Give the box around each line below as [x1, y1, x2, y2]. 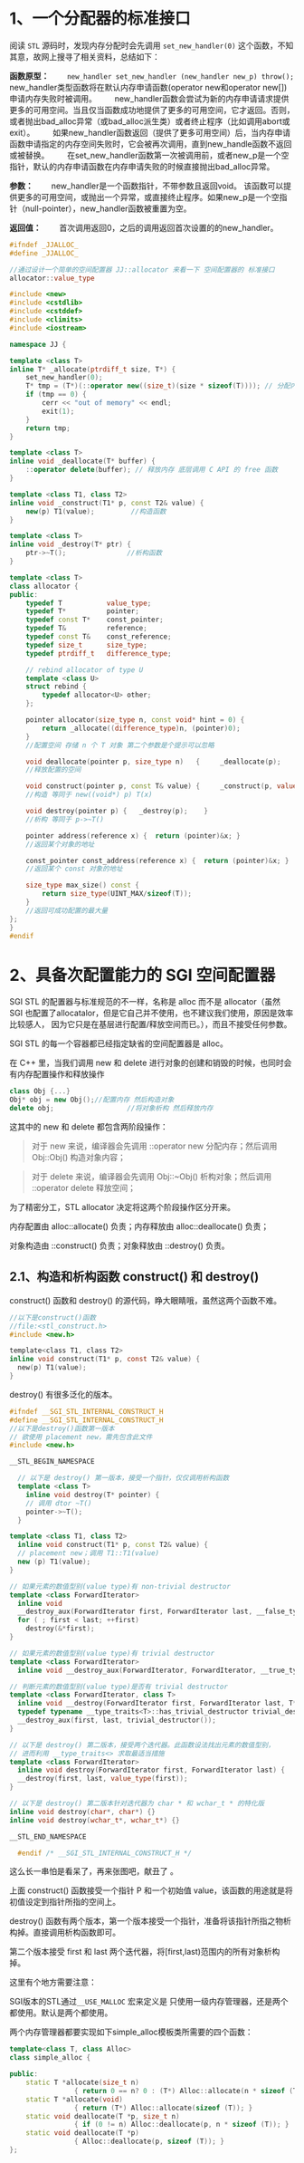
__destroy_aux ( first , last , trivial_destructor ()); [17, 1716, 217, 1726]
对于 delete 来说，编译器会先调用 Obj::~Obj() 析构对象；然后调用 [31, 1171, 272, 1182]
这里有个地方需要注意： [9, 1976, 97, 1988]
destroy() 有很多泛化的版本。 [9, 1389, 118, 1399]
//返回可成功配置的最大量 [25, 906, 109, 915]
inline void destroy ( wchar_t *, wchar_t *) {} [9, 1815, 180, 1825]
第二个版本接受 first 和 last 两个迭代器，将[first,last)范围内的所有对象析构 [9, 1947, 280, 1957]
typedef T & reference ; [25, 624, 147, 633]
